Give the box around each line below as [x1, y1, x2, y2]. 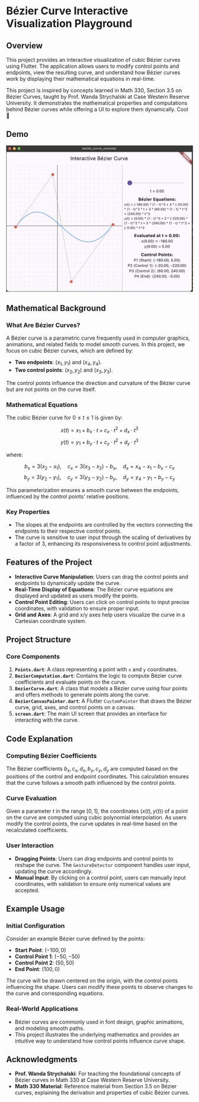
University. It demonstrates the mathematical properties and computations [6, 99, 188, 107]
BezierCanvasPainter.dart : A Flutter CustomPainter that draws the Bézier [14, 697, 192, 705]
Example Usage [6, 903, 65, 914]
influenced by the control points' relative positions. [6, 493, 130, 500]
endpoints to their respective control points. [14, 527, 122, 534]
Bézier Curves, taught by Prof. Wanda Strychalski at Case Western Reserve [6, 93, 190, 100]
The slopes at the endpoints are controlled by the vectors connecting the [14, 521, 193, 528]
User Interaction [6, 841, 54, 850]
